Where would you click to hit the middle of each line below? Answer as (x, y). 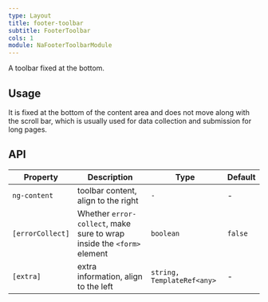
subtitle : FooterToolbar (49, 30)
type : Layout (30, 16)
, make (118, 223)
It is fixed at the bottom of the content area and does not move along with (129, 112)
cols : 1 (21, 38)
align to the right (108, 201)
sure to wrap (101, 233)
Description (110, 177)
